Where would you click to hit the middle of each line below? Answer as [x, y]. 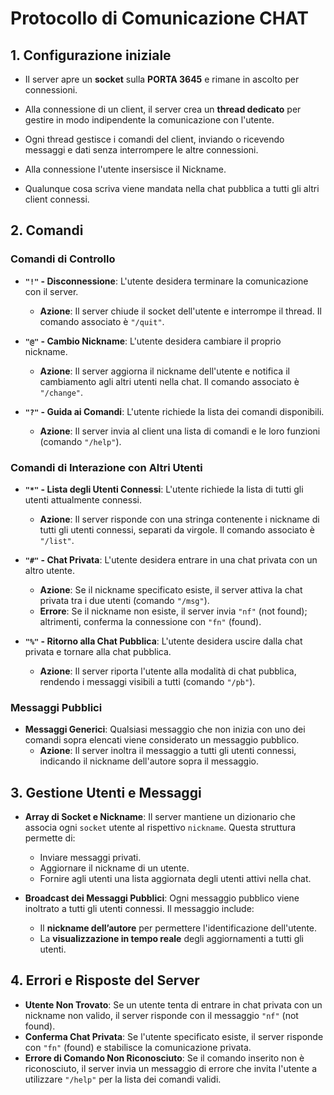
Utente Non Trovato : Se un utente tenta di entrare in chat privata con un [173, 1004]
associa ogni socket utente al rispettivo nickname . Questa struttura [160, 828]
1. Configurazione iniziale [91, 55]
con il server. [51, 291]
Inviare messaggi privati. [90, 858]
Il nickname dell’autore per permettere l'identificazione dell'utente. [178, 928]
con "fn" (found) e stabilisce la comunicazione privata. [138, 1047]
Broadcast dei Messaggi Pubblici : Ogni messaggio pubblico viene [162, 898]
